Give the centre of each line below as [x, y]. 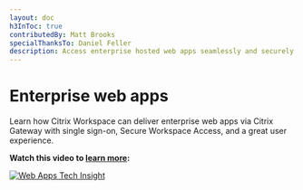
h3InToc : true [36, 26]
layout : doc [32, 18]
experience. [32, 140]
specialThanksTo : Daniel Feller [70, 43]
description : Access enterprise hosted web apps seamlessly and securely [152, 52]
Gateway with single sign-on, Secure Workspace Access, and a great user [148, 131]
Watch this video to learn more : [70, 158]
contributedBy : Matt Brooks [63, 34]
